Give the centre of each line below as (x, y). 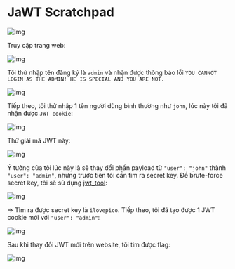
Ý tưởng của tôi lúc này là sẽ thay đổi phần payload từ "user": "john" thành (117, 168)
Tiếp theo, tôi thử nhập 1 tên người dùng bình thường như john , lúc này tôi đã (117, 105)
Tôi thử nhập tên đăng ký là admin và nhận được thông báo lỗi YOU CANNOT (112, 72)
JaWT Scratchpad (61, 12)
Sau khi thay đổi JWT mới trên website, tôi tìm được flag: (89, 244)
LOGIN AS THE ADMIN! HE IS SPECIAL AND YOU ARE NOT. (86, 79)
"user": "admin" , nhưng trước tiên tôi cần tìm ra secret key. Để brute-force (115, 175)
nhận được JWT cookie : (40, 113)
